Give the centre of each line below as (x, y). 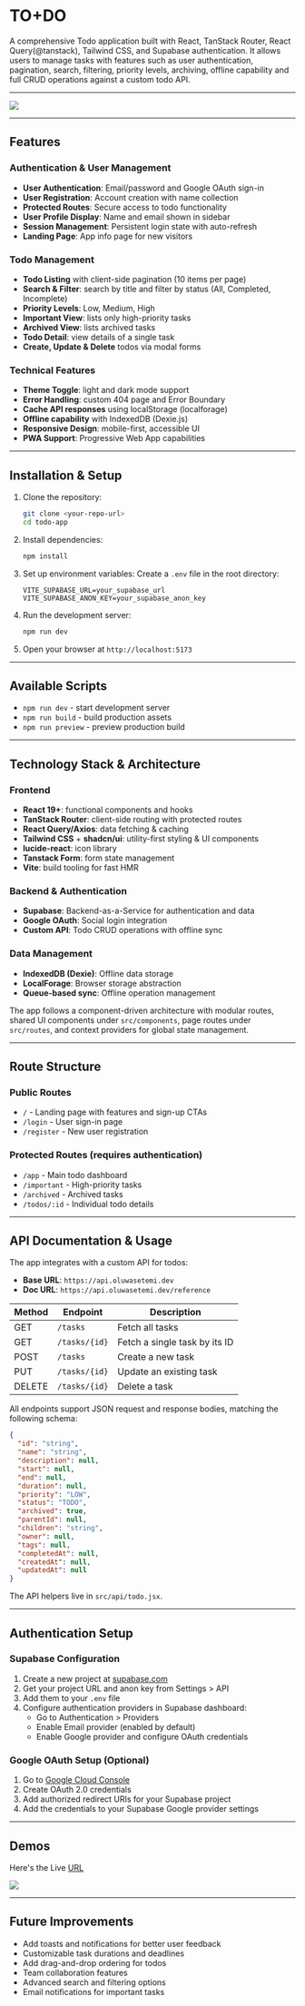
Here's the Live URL (47, 1867)
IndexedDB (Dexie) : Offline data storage (98, 973)
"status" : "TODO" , (53, 1503)
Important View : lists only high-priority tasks (107, 318)
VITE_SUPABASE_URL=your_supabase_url (94, 590)
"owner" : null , (46, 1536)
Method (31, 1313)
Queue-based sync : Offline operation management (119, 993)
